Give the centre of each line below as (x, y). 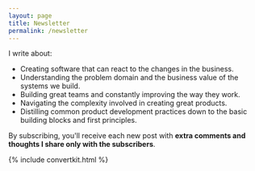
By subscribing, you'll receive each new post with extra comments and (127, 136)
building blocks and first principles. (78, 120)
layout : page (30, 16)
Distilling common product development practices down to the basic (134, 112)
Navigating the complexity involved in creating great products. (123, 103)
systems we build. (50, 86)
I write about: (30, 54)
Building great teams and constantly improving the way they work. (130, 95)
